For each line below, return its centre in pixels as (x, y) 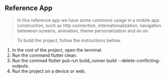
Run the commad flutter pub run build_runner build (64, 60)
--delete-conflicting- (139, 60)
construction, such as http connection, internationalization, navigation (89, 25)
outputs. (21, 66)
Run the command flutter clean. (44, 55)
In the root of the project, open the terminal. (57, 50)
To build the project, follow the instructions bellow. (69, 40)
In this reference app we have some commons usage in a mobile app (88, 20)
